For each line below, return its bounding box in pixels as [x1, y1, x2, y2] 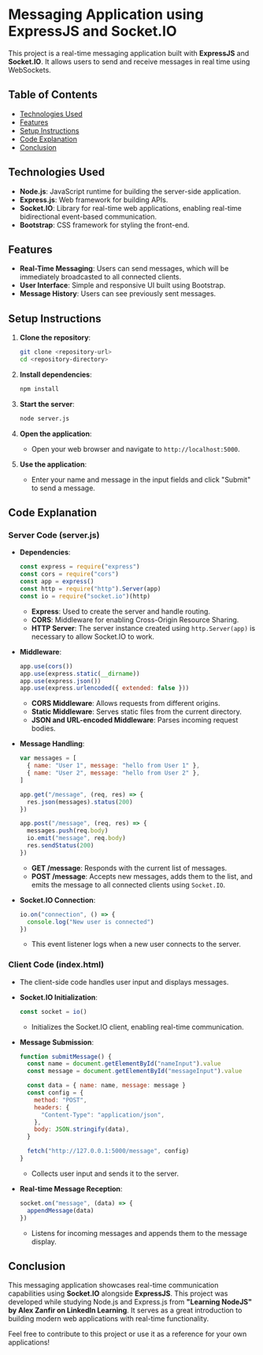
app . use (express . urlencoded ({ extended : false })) [19, 685, 190, 693]
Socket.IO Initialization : [19, 993, 98, 1002]
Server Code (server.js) [8, 530, 100, 540]
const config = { [27, 1089, 84, 1097]
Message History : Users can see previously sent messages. [19, 289, 217, 298]
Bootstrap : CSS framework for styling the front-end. [19, 220, 190, 230]
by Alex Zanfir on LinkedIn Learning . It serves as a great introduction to [8, 1305, 243, 1316]
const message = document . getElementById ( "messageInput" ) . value [27, 1068, 243, 1075]
